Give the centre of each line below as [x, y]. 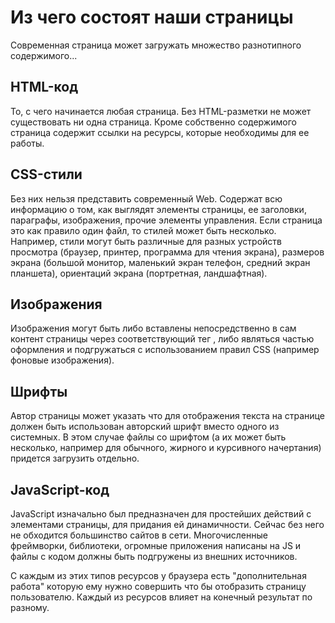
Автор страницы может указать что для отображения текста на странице [167, 416]
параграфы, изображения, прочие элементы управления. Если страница [166, 220]
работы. [27, 143]
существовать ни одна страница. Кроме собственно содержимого [153, 122]
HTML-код [44, 87]
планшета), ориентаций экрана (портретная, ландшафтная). [139, 273]
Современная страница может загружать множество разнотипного [156, 45]
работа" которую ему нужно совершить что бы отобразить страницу [158, 586]
